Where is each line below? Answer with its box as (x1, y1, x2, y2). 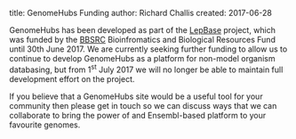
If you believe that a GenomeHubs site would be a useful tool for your (9, 91, 264, 102)
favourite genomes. (9, 119, 81, 130)
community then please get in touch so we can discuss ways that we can (9, 100, 277, 110)
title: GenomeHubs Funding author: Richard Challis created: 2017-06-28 (9, 8, 273, 18)
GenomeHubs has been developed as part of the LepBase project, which (9, 25, 276, 35)
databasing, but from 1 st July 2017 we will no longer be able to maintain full (9, 62, 284, 75)
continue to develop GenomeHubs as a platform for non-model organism (9, 53, 276, 63)
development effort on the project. (9, 73, 135, 84)
